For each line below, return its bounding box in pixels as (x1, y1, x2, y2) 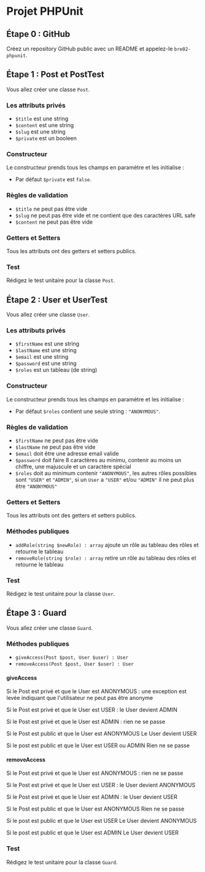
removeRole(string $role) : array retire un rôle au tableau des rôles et (15, 554, 196, 562)
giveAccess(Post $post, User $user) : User (15, 654, 129, 661)
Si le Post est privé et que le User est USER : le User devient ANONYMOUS (6, 782, 196, 789)
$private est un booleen (15, 135, 77, 142)
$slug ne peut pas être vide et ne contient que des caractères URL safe (15, 211, 196, 219)
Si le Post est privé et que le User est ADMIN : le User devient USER (6, 793, 178, 801)
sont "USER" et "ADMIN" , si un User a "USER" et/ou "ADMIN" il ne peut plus (15, 476, 195, 483)
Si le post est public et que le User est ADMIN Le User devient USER (6, 829, 179, 836)
